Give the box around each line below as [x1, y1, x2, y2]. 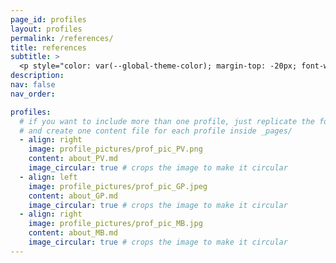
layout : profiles [10, 24, 83, 34]
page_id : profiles [10, 14, 87, 25]
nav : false [10, 80, 56, 90]
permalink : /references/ [10, 33, 114, 43]
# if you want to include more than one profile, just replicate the [19, 116, 315, 126]
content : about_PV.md [28, 154, 118, 164]
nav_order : [10, 89, 56, 99]
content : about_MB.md [28, 228, 118, 238]
